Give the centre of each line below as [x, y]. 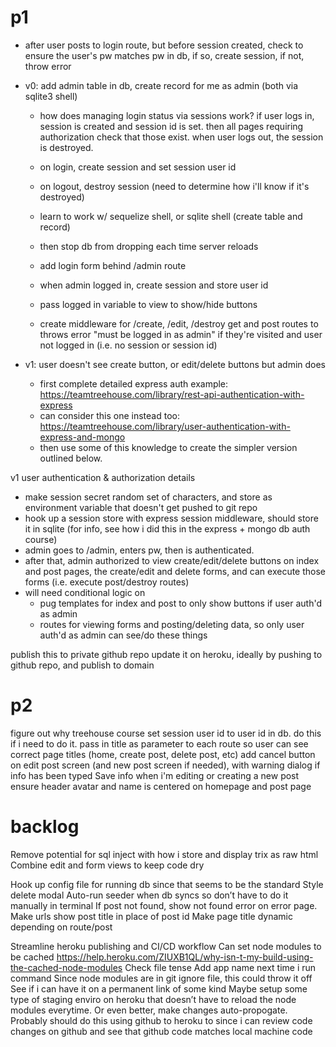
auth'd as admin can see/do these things [123, 635]
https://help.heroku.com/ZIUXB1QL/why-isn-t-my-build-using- [185, 957]
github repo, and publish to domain [82, 665]
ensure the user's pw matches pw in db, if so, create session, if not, [164, 55]
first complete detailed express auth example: [134, 383]
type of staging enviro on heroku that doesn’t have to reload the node [153, 999]
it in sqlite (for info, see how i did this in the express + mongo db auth [167, 528]
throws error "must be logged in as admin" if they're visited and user [181, 334]
